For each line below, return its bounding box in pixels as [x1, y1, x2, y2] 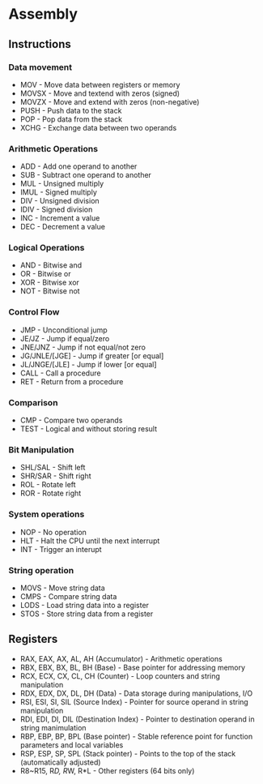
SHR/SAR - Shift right [19, 471, 91, 481]
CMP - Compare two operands [19, 415, 123, 426]
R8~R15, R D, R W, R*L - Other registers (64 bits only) [19, 765, 195, 775]
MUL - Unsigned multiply [19, 179, 104, 189]
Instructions [8, 37, 71, 51]
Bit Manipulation [8, 443, 74, 455]
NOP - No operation [19, 527, 87, 537]
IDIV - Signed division [19, 204, 93, 215]
